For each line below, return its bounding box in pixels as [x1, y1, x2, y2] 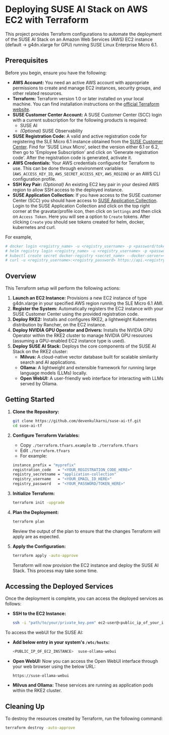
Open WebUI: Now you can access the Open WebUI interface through [12, 658, 158, 664]
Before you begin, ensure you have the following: [5, 70, 107, 76]
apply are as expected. [12, 533, 60, 539]
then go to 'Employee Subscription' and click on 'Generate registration [12, 149, 158, 155]
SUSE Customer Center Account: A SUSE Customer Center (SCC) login [12, 111, 162, 118]
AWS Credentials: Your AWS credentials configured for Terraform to [12, 160, 155, 166]
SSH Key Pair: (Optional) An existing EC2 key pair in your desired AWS [12, 181, 159, 187]
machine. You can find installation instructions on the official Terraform [12, 101, 159, 107]
